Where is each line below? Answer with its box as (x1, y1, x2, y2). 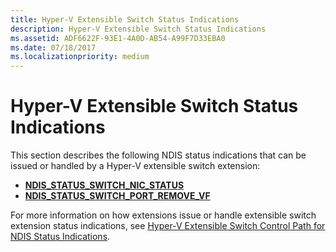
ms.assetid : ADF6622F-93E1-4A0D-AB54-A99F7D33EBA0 (10, 33, 226, 43)
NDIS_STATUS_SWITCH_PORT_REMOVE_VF (24, 190, 211, 202)
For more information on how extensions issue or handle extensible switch (10, 209, 317, 221)
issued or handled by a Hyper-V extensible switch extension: (10, 160, 261, 172)
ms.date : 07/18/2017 (10, 42, 97, 53)
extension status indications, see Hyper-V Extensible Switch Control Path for (10, 220, 326, 232)
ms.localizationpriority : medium (10, 52, 150, 62)
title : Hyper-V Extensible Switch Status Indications (10, 14, 240, 25)
